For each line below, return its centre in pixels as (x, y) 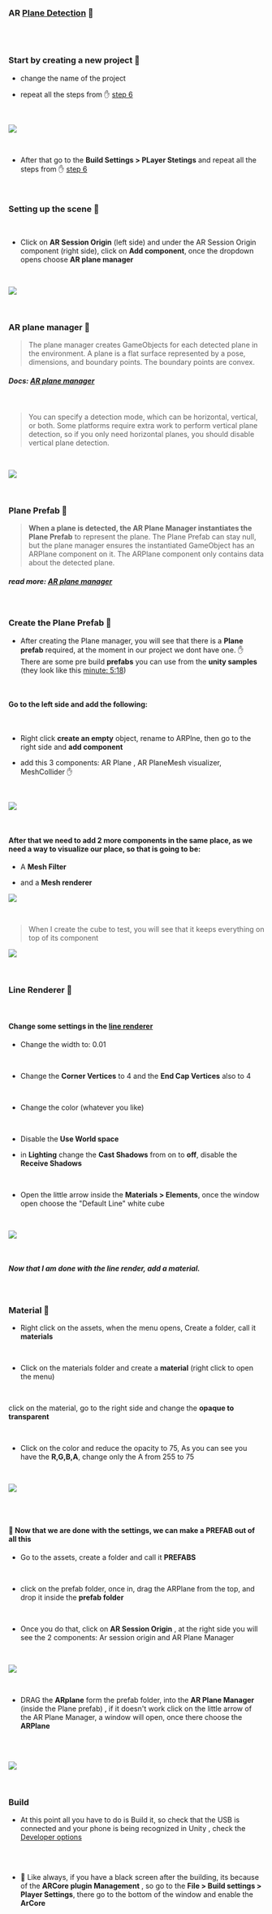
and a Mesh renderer (56, 883)
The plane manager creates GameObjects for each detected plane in (143, 345)
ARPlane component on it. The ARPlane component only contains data (146, 554)
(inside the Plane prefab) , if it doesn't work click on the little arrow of (136, 1708)
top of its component (63, 938)
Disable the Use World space (69, 1139)
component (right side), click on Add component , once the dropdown (137, 250)
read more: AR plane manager (60, 582)
